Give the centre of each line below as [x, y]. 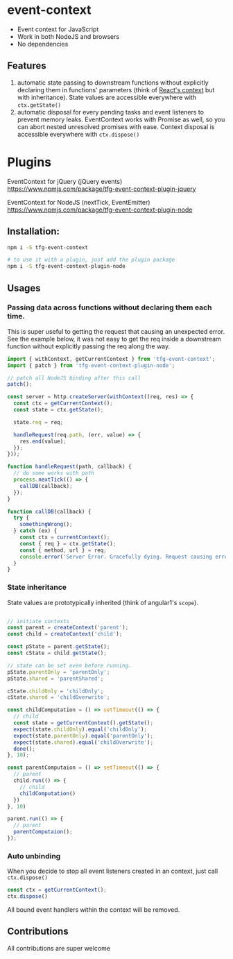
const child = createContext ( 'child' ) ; [65, 634]
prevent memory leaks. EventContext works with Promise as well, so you [121, 119]
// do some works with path [54, 473]
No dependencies [43, 44]
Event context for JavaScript [58, 29]
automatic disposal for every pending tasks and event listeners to [111, 112]
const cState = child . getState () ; [57, 653]
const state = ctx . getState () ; [59, 410]
